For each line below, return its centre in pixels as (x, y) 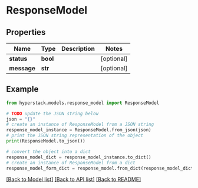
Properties (26, 32)
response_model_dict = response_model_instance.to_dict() (79, 157)
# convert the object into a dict (49, 151)
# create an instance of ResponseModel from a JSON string (80, 125)
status (18, 59)
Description (78, 49)
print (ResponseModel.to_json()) (46, 141)
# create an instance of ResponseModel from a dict (71, 163)
